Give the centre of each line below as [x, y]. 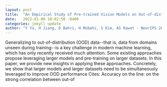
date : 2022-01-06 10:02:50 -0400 [42, 19]
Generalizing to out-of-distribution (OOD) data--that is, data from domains [81, 42]
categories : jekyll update [33, 24]
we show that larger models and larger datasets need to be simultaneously [82, 69]
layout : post [19, 10]
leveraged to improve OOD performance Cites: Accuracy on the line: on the [82, 74]
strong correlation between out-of [40, 80]
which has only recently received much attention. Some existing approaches [83, 53]
